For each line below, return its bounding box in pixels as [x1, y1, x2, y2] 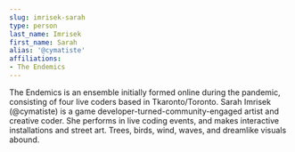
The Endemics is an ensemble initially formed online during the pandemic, [9, 86, 281, 98]
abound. [9, 134, 40, 145]
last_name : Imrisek [9, 29, 82, 38]
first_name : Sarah [9, 37, 78, 47]
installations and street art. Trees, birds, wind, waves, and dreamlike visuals [9, 124, 287, 135]
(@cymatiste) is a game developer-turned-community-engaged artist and [9, 106, 279, 116]
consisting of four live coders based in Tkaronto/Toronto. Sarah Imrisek [9, 96, 272, 107]
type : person [9, 21, 58, 30]
